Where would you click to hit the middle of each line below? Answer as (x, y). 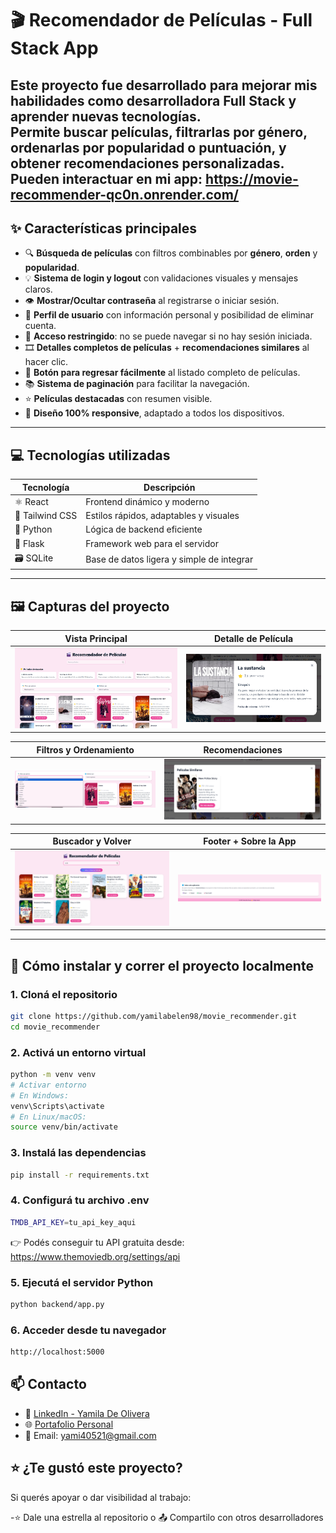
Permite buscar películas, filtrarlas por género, (159, 132)
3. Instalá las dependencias (78, 1153)
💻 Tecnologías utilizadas (90, 455)
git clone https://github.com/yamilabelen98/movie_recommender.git (154, 1017)
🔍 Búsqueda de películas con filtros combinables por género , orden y (171, 253)
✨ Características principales (104, 228)
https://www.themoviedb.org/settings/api (95, 1256)
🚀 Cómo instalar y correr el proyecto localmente (162, 965)
